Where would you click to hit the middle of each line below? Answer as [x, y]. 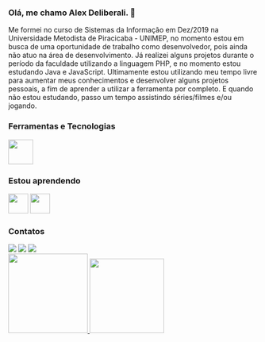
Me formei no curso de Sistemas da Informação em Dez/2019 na [114, 30]
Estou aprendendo [44, 180]
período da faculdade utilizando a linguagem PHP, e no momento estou [125, 63]
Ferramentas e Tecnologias [62, 126]
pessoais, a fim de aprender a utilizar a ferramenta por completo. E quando [131, 89]
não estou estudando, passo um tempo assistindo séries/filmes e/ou [120, 98]
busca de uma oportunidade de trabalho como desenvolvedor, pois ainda [128, 47]
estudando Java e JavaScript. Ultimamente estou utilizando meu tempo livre [133, 72]
